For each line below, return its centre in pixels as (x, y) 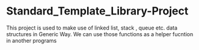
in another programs (32, 40)
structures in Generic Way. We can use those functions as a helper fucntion (100, 34)
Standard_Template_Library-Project (97, 11)
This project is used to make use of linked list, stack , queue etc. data (92, 28)
